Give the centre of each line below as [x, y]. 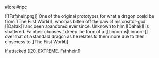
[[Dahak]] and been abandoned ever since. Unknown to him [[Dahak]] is [77, 26]
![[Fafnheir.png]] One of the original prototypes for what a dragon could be [79, 16]
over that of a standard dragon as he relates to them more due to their [75, 36]
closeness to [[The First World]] [37, 42]
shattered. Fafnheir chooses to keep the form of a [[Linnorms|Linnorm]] [77, 31]
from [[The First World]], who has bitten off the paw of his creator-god [75, 21]
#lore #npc [16, 7]
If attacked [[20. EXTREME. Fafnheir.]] [43, 51]
